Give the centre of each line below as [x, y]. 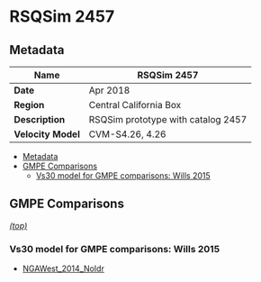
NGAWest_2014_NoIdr [63, 268]
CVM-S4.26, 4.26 [127, 134]
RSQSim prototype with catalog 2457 [168, 119]
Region [29, 105]
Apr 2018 [109, 90]
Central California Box [135, 105]
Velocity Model [47, 134]
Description [40, 119]
